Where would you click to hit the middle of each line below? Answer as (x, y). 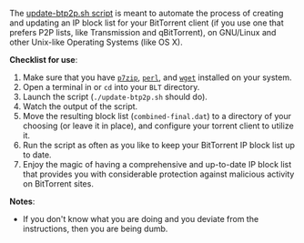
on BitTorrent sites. (58, 184)
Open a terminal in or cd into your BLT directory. (111, 87)
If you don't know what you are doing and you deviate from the (141, 219)
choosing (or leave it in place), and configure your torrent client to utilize (158, 126)
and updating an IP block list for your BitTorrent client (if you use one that (147, 23)
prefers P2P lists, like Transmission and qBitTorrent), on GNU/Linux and (143, 32)
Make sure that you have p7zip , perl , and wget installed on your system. (157, 77)
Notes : (22, 201)
